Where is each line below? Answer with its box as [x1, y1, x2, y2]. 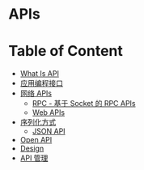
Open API [19, 135, 53, 145]
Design [19, 143, 44, 154]
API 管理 [19, 153, 49, 163]
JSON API [32, 126, 66, 136]
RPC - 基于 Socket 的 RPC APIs [32, 99, 136, 108]
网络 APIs [19, 88, 53, 98]
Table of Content [8, 42, 124, 61]
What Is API [19, 69, 59, 79]
